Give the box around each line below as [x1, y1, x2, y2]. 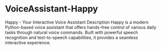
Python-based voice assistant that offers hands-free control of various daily [5, 24, 157, 30]
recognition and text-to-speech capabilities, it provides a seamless [5, 35, 138, 40]
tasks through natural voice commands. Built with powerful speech [5, 29, 138, 35]
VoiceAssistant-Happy [5, 3, 98, 14]
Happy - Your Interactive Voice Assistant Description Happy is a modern [5, 19, 149, 25]
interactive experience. [5, 39, 51, 45]
